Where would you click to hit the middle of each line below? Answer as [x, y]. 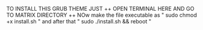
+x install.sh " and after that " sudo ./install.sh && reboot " [79, 21]
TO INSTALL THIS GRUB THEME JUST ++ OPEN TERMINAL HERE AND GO [100, 9]
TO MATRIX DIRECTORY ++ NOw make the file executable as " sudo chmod [102, 15]
